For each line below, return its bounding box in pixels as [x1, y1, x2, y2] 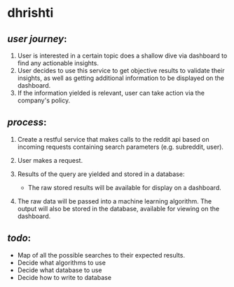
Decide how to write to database [17, 273, 112, 281]
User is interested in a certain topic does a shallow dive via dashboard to [17, 51, 228, 60]
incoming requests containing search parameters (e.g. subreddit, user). [17, 142, 224, 151]
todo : [7, 232, 32, 244]
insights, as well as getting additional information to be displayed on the [17, 74, 225, 82]
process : [7, 116, 47, 128]
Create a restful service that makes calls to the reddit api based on [17, 135, 209, 143]
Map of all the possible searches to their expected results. [17, 251, 186, 259]
